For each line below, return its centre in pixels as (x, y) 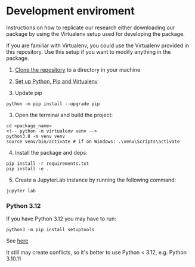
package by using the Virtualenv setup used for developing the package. (95, 33)
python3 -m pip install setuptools (50, 230)
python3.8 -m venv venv (36, 136)
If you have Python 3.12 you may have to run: (61, 219)
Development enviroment (71, 11)
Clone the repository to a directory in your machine (78, 69)
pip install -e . (28, 168)
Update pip (29, 93)
